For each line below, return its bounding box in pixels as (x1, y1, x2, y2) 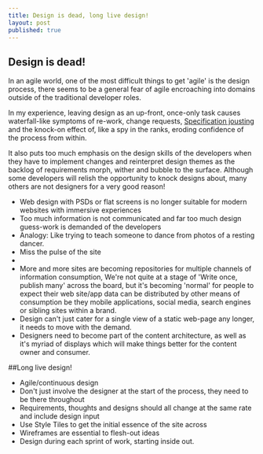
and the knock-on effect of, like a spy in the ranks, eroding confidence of (8, 125, 244, 135)
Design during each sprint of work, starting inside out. (19, 437, 195, 446)
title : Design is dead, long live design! (8, 11, 149, 20)
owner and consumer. (19, 348, 90, 357)
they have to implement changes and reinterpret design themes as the (8, 157, 236, 166)
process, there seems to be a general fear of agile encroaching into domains (8, 84, 256, 94)
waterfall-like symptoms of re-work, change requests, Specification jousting (8, 116, 255, 126)
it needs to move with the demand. (19, 323, 132, 332)
